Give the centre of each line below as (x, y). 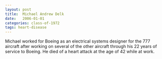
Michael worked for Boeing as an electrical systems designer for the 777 (78, 41)
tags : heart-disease (26, 28)
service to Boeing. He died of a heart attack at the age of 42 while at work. (80, 52)
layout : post (18, 9)
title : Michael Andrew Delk (35, 14)
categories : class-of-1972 (32, 23)
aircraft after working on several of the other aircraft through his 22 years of (81, 46)
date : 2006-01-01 (25, 18)
